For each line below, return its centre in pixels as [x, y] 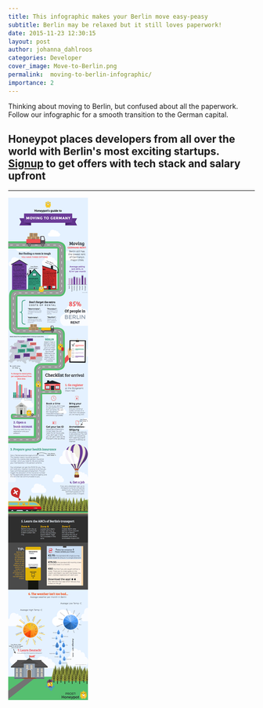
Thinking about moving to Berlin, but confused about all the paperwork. [123, 106]
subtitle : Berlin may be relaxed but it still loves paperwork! [115, 25]
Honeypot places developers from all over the [122, 139]
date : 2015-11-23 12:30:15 [52, 33]
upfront [27, 176]
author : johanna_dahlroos [50, 50]
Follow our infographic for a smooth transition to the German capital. [118, 115]
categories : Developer [45, 58]
